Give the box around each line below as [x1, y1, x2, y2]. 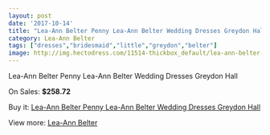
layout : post [8, 11, 52, 20]
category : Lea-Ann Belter [8, 34, 95, 43]
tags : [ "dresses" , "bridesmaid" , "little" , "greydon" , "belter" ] [8, 42, 218, 50]
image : [8, 49, 31, 57]
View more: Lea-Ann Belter [8, 118, 98, 127]
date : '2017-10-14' [8, 19, 74, 27]
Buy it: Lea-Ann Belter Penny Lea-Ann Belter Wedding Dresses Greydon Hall [8, 102, 261, 112]
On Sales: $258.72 [8, 87, 71, 96]
